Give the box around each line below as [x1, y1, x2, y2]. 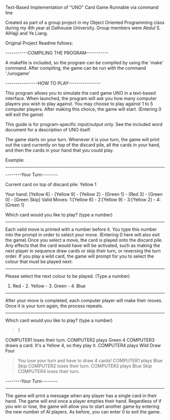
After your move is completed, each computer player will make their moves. [5, 298, 163, 303]
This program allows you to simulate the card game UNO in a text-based [5, 90, 156, 96]
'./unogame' [5, 70, 30, 76]
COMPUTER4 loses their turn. [17, 368, 80, 374]
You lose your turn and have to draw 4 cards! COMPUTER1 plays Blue [17, 358, 163, 363]
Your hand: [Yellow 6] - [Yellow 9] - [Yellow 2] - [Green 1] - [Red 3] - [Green [5, 191, 163, 197]
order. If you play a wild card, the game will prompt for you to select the [5, 253, 154, 259]
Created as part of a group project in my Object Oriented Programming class [5, 20, 165, 25]
